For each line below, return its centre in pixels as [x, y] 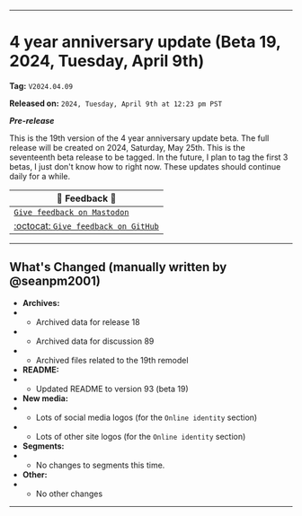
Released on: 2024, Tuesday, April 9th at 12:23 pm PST [116, 103]
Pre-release [32, 120]
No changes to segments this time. [100, 465]
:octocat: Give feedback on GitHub [87, 225]
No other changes [69, 494]
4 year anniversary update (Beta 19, [145, 42]
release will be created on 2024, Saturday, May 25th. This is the [127, 147]
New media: [45, 398]
